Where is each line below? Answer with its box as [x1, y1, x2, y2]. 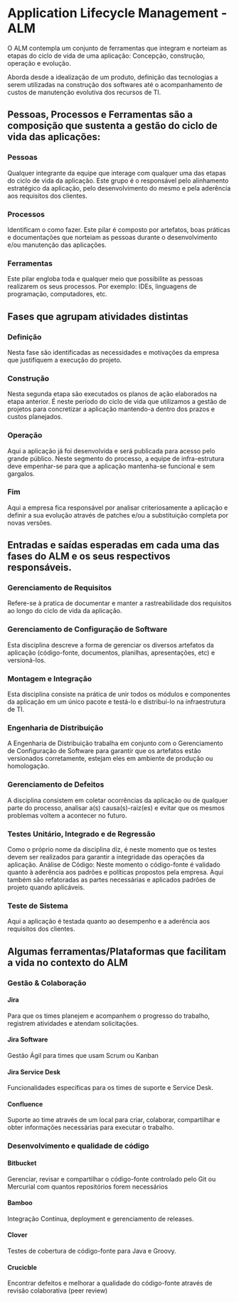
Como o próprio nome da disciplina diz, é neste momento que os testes [7, 844, 217, 854]
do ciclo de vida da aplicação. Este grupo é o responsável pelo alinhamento [7, 176, 229, 185]
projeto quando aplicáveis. [7, 883, 85, 892]
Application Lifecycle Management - [7, 5, 228, 21]
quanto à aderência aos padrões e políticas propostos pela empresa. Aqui [7, 867, 224, 876]
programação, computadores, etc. [7, 290, 108, 298]
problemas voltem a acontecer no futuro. [7, 811, 127, 819]
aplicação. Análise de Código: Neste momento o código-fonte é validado [7, 860, 221, 869]
